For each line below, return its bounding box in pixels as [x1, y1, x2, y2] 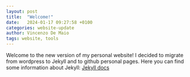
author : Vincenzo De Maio [6, 30, 69, 36]
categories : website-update [6, 24, 75, 31]
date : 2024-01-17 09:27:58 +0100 [6, 19, 93, 25]
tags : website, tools [6, 36, 59, 41]
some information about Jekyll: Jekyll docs [6, 64, 110, 71]
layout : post [6, 8, 38, 15]
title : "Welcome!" [6, 14, 54, 20]
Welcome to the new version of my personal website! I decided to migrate [6, 52, 184, 58]
